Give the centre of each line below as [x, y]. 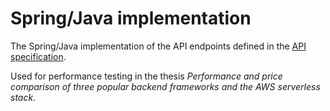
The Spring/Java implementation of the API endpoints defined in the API [158, 46]
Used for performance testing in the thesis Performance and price [146, 76]
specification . [38, 56]
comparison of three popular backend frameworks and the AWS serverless [165, 86]
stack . [23, 97]
